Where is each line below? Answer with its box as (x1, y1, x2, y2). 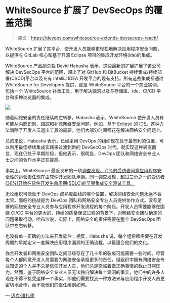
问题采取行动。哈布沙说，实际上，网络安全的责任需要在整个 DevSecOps (5, 216, 155, 222)
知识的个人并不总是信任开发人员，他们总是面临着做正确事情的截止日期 (9, 263, 156, 269)
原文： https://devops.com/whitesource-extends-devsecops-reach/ (17, 35, 158, 41)
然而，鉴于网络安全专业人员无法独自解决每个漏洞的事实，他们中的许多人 (14, 269, 165, 275)
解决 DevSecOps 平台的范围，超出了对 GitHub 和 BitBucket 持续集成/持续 (5, 69, 158, 75)
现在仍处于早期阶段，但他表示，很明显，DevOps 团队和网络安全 (14, 150, 148, 157)
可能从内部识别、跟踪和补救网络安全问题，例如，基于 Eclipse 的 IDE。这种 (5, 121, 160, 127)
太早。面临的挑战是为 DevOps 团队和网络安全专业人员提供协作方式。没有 (5, 197, 158, 203)
